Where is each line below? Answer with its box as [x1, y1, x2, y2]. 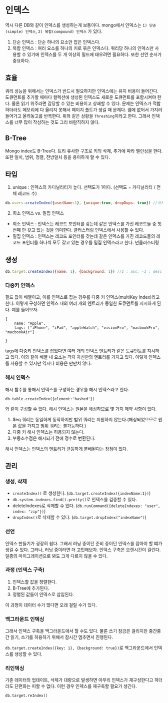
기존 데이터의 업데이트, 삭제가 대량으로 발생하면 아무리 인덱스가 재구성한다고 [5, 677, 153, 683]
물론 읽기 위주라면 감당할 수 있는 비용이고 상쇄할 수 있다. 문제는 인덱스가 [11, 100, 151, 106]
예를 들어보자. [11, 307, 39, 313]
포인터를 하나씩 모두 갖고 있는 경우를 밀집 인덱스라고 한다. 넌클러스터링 [21, 239, 159, 245]
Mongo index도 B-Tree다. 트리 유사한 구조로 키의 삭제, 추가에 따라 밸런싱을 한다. [5, 148, 163, 154]
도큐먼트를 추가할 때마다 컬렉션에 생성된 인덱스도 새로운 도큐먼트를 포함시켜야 [5, 94, 156, 100]
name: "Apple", [14, 321, 46, 326]
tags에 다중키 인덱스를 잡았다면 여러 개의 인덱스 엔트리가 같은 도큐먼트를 [5, 348, 146, 354]
